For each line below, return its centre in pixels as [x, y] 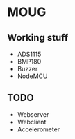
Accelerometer [39, 129]
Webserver [33, 114]
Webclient [32, 122]
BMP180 [29, 62]
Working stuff [38, 38]
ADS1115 [29, 54]
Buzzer [27, 69]
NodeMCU [32, 76]
